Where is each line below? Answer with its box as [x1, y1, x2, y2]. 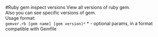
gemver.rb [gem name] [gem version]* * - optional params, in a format [5, 20, 153, 26]
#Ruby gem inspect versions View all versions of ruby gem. [5, 5, 130, 10]
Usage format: [5, 15, 36, 21]
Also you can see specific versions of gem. [5, 10, 96, 16]
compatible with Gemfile [5, 26, 57, 32]
